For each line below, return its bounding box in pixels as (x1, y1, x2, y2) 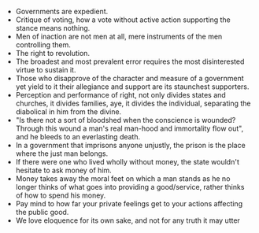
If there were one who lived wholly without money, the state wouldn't (15, 157, 240, 166)
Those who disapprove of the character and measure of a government (15, 74, 244, 83)
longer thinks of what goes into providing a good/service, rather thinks (15, 183, 245, 191)
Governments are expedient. (15, 7, 109, 16)
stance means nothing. (15, 24, 91, 32)
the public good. (15, 208, 69, 216)
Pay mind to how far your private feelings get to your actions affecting (15, 199, 242, 208)
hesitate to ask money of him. (15, 165, 112, 175)
